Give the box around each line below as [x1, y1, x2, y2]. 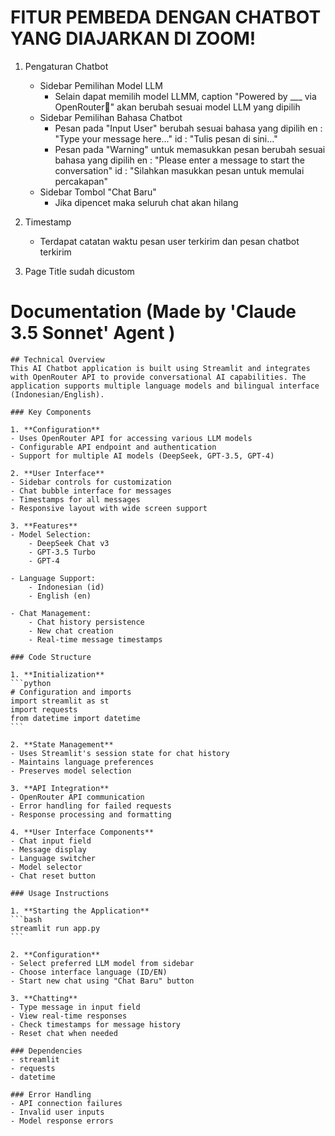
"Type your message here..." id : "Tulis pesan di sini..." [54, 132, 278, 145]
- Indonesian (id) [28, 582, 105, 592]
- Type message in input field [10, 1002, 141, 1012]
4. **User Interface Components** [10, 827, 155, 837]
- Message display [10, 844, 87, 855]
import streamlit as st [10, 696, 110, 706]
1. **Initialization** [10, 669, 105, 680]
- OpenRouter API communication [10, 792, 145, 802]
